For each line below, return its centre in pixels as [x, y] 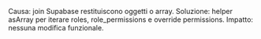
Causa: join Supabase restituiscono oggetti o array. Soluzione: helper [120, 11]
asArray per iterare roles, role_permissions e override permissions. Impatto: [131, 19]
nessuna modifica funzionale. [56, 28]
